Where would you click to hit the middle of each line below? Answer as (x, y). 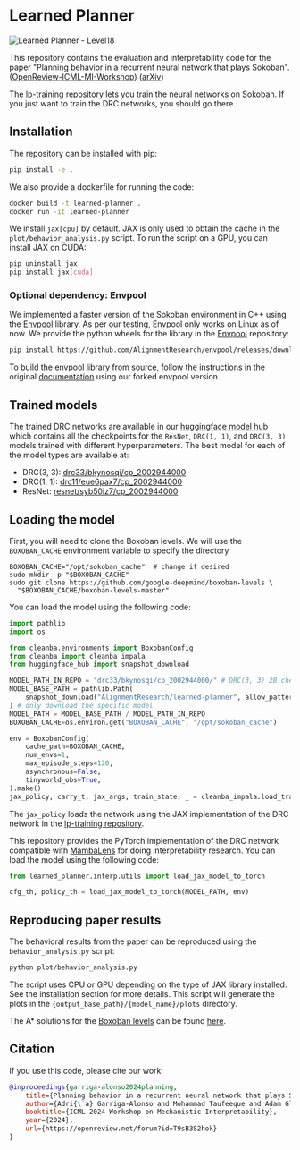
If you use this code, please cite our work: (86, 1070)
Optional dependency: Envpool (78, 295)
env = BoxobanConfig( (50, 738)
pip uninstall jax (43, 264)
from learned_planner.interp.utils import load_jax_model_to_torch (137, 876)
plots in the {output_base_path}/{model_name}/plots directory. (124, 1003)
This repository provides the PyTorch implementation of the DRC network (144, 840)
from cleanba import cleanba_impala (77, 656)
